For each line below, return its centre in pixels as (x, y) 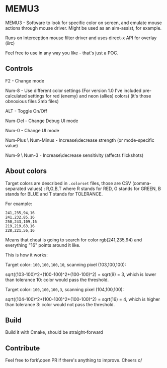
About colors (26, 171)
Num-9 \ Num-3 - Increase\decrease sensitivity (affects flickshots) (74, 155)
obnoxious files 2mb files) (32, 101)
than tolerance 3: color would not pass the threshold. (60, 304)
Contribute (23, 348)
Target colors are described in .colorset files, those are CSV (68, 183)
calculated (16, 96)
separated (16, 189)
